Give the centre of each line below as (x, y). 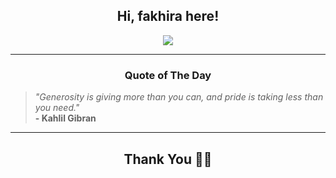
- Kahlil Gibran (65, 118)
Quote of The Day (168, 75)
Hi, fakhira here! (168, 16)
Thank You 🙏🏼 (168, 159)
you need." (57, 108)
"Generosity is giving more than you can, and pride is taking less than (179, 97)
